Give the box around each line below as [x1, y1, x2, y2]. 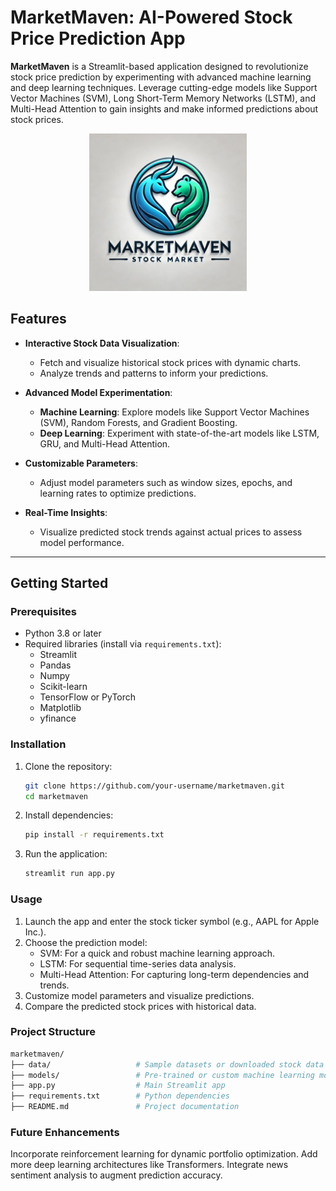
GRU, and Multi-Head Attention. [39, 437, 171, 450]
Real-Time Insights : [24, 506, 108, 518]
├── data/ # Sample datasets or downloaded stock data [10, 1059, 325, 1070]
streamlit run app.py [24, 869, 115, 879]
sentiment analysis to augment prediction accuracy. [10, 1169, 223, 1181]
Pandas [39, 659, 72, 671]
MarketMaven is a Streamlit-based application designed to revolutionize [10, 60, 309, 72]
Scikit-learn [39, 681, 88, 693]
